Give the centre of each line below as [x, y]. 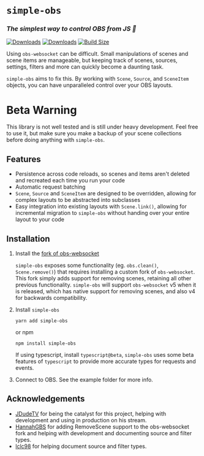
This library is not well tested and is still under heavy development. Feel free [102, 127]
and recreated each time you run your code [70, 181]
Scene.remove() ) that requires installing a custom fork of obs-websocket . [105, 272]
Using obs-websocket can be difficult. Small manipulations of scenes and [97, 54]
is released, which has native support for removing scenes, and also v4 [105, 291]
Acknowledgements [46, 399]
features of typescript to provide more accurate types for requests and [105, 361]
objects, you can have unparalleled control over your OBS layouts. [90, 85]
